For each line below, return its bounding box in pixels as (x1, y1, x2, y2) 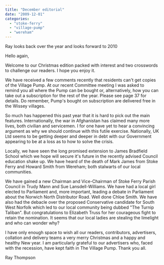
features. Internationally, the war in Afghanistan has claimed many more (5, 118, 150, 123)
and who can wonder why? (5, 220, 60, 226)
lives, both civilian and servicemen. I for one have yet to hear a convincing (5, 123, 155, 129)
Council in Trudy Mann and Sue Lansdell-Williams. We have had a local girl (5, 184, 156, 189)
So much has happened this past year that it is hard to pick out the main (5, 113, 150, 118)
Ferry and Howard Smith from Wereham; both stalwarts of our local (5, 164, 141, 169)
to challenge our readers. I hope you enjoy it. (5, 68, 95, 73)
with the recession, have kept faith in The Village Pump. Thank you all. (5, 245, 147, 251)
